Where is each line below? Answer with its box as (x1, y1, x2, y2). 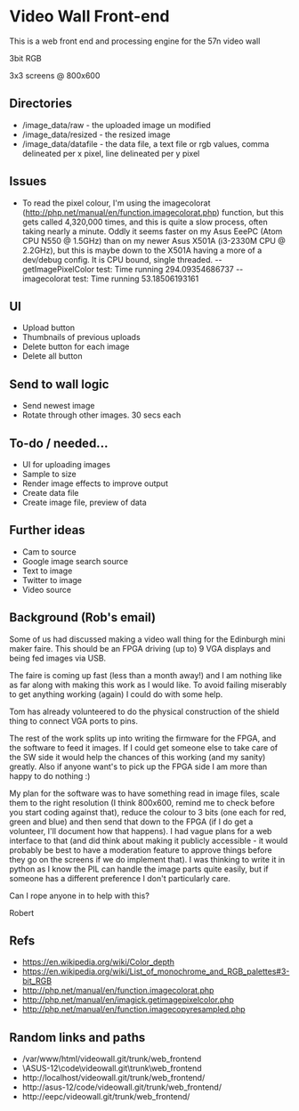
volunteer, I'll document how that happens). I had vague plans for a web (9, 825, 272, 836)
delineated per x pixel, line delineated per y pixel (21, 148, 200, 158)
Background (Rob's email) (9, 610, 157, 625)
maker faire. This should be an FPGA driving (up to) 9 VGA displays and (9, 643, 271, 653)
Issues (9, 174, 47, 189)
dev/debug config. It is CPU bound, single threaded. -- (21, 254, 222, 264)
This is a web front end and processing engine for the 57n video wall (9, 36, 261, 46)
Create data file (21, 488, 79, 498)
